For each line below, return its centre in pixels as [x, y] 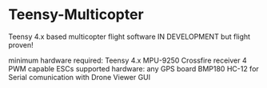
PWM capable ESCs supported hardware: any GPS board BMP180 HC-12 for [134, 68]
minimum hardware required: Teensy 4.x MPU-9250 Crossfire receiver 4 [128, 60]
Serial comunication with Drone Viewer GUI [80, 77]
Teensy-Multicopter [76, 15]
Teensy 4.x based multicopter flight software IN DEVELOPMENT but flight [129, 36]
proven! [21, 44]
